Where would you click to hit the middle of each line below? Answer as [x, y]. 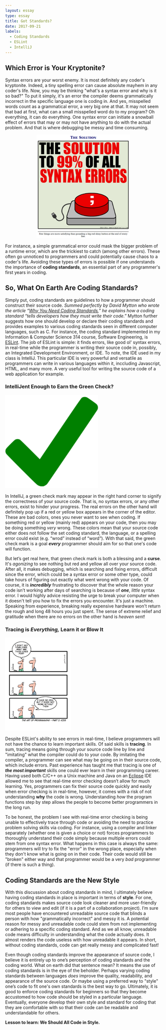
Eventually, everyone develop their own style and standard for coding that [81, 1002]
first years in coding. [26, 272]
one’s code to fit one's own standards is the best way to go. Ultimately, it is [81, 986]
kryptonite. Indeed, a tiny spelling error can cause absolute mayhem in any [81, 85]
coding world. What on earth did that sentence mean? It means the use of [80, 965]
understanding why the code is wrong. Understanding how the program [79, 797]
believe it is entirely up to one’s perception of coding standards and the [78, 960]
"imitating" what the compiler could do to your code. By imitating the [75, 755]
